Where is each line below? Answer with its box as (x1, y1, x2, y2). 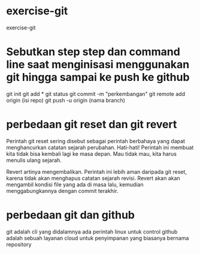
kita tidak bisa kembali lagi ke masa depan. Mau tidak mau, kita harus (6, 150, 177, 157)
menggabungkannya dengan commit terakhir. (6, 187, 119, 194)
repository (6, 241, 32, 248)
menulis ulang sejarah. (6, 156, 62, 164)
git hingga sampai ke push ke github (6, 71, 190, 84)
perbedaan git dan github (6, 208, 135, 222)
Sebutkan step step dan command (6, 45, 181, 59)
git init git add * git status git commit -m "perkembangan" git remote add (6, 90, 186, 97)
